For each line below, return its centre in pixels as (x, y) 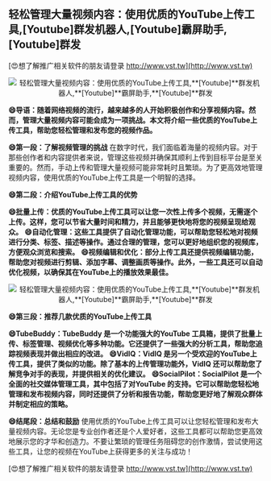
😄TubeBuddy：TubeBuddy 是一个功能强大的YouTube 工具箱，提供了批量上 (135, 334)
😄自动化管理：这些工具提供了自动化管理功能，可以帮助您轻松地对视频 (141, 231)
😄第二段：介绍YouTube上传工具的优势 (73, 194)
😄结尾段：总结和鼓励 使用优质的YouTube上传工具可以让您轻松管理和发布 (130, 421)
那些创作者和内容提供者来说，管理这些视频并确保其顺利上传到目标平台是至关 (135, 157)
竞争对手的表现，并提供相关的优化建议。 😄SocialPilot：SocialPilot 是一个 (138, 374)
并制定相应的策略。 (40, 404)
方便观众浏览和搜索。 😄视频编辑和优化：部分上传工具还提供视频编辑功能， (133, 251)
